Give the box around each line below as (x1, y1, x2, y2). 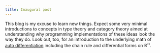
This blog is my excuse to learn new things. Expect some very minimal (5, 21, 148, 26)
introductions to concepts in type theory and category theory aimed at (5, 26, 148, 32)
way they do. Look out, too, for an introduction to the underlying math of (5, 36, 152, 42)
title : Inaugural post (5, 7, 52, 12)
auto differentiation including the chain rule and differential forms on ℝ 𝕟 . (5, 41, 152, 48)
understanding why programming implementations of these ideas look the (5, 31, 155, 37)
